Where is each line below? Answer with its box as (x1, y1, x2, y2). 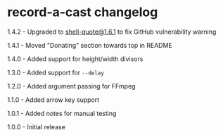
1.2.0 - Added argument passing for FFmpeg (7, 81, 136, 90)
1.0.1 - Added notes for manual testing (7, 109, 117, 117)
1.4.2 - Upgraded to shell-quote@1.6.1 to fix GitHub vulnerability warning (7, 27, 217, 36)
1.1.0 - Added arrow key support (7, 96, 100, 104)
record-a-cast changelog (7, 4, 158, 20)
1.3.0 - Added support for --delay (7, 68, 104, 77)
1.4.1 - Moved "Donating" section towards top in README (7, 41, 172, 49)
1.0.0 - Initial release (7, 122, 65, 131)
